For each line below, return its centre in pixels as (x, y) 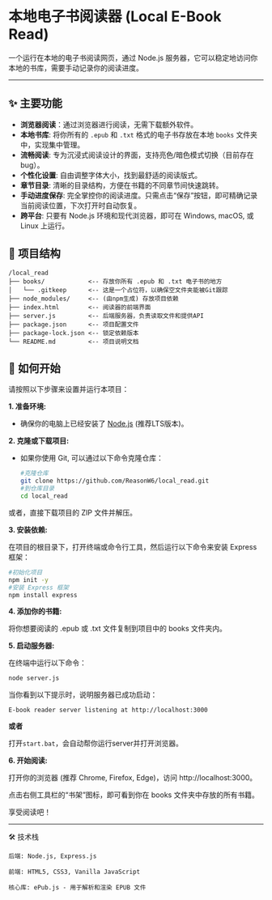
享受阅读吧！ (30, 812)
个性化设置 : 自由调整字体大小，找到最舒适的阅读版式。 (111, 175)
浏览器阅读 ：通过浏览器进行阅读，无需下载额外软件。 (109, 124)
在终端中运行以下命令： (47, 663)
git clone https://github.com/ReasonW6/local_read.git (115, 481)
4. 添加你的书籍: (35, 611)
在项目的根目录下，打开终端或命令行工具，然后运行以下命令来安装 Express (133, 546)
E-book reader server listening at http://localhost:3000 (108, 710)
